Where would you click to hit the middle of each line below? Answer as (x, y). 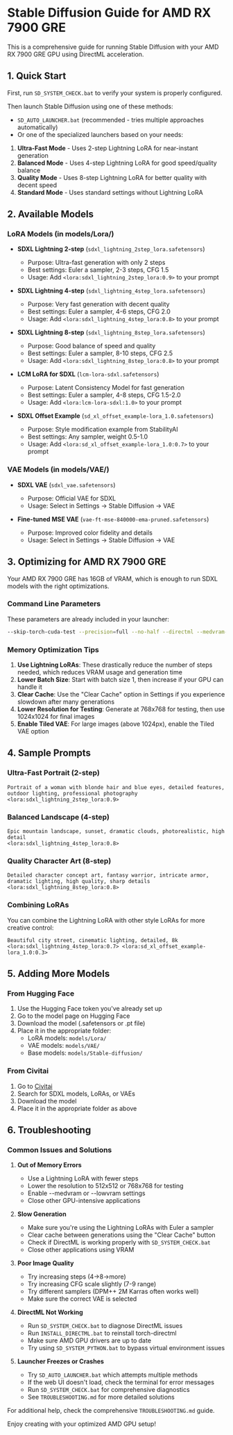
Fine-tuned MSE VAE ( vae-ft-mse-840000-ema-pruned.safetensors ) (113, 519)
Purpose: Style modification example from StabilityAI (103, 430)
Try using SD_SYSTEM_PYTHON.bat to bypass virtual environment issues (126, 1348)
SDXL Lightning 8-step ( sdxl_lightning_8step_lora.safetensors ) (111, 332)
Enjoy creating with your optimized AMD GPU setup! (81, 1424)
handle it (30, 687)
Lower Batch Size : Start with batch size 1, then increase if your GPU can (120, 680)
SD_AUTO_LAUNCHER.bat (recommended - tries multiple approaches (111, 120)
